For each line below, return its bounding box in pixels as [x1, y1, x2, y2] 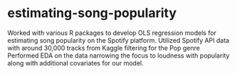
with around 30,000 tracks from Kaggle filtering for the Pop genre [7, 43, 201, 52]
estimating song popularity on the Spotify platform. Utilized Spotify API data [7, 36, 230, 44]
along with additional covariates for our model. [7, 58, 144, 67]
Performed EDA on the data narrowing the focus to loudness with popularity [7, 51, 230, 60]
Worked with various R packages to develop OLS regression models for [7, 28, 217, 37]
